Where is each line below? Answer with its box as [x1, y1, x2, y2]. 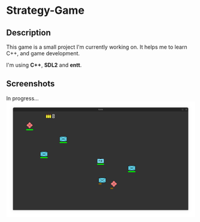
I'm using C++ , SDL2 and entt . [6, 61, 82, 68]
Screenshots [6, 79, 55, 89]
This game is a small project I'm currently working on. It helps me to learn [6, 43, 187, 50]
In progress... [6, 94, 39, 102]
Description [6, 28, 51, 38]
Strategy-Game [6, 4, 85, 17]
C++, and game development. [6, 50, 80, 57]
